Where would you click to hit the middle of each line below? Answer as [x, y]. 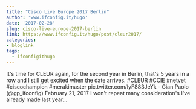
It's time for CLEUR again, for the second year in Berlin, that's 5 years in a [98, 73]
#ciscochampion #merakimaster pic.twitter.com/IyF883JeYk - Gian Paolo [98, 86]
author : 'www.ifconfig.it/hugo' [47, 17]
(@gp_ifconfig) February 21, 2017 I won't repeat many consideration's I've [98, 93]
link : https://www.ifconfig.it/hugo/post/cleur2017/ [74, 34]
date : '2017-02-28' [31, 23]
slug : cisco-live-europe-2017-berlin [54, 29]
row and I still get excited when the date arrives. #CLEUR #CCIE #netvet [96, 80]
